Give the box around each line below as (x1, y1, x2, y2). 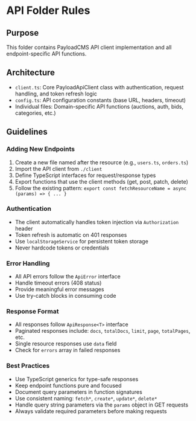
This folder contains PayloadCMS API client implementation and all (6, 43, 172, 51)
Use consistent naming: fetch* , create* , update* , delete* (14, 394, 157, 402)
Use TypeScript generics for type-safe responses (14, 375, 139, 382)
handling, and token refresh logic (14, 90, 98, 97)
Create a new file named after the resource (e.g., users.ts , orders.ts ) (14, 158, 189, 166)
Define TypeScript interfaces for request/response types (14, 172, 156, 179)
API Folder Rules (6, 4, 90, 18)
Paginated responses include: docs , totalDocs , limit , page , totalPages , (14, 327, 191, 335)
